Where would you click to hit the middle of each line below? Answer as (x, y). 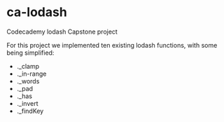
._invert (27, 103)
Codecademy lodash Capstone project (62, 32)
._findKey (30, 111)
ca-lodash (37, 12)
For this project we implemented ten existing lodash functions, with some (112, 45)
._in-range (31, 74)
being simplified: (30, 53)
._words (28, 81)
